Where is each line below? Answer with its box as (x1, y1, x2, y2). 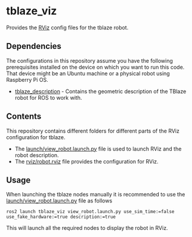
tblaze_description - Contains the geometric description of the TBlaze (14, 88, 187, 95)
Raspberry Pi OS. (6, 76, 49, 83)
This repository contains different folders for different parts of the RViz (6, 127, 180, 134)
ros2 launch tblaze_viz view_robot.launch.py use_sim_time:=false (6, 209, 175, 215)
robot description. (14, 151, 59, 159)
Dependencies (6, 41, 61, 51)
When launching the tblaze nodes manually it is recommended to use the (6, 191, 185, 198)
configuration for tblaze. (6, 133, 66, 141)
